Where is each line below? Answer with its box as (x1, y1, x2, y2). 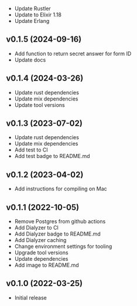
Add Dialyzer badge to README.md (14, 230, 101, 237)
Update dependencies (14, 255, 68, 263)
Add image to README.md (14, 261, 79, 269)
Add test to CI (14, 146, 48, 153)
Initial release (14, 294, 47, 301)
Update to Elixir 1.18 (14, 11, 61, 18)
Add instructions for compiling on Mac (14, 185, 107, 193)
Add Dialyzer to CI (14, 224, 59, 231)
